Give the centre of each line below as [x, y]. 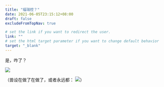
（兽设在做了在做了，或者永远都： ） [45, 80]
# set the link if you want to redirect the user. [58, 32]
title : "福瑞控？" [23, 10]
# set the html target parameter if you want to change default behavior [82, 41]
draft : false [18, 19]
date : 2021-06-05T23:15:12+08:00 [39, 14]
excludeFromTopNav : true [30, 23]
